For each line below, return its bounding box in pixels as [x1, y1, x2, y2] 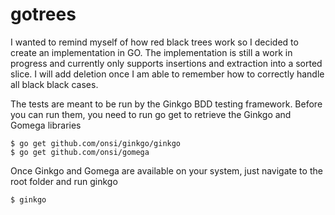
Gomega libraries [10, 119, 82, 131]
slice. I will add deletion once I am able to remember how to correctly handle [10, 68, 325, 80]
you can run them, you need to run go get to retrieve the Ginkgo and [10, 108, 292, 120]
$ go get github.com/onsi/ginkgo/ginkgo [10, 138, 182, 148]
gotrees [10, 3, 77, 26]
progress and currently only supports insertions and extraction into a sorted [10, 57, 323, 69]
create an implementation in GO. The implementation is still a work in [10, 46, 293, 58]
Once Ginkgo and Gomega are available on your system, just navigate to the [10, 164, 323, 177]
